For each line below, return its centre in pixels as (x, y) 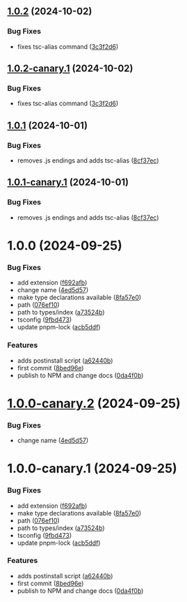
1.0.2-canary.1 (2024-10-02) (70, 69)
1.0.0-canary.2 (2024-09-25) (94, 403)
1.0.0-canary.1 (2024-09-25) (92, 468)
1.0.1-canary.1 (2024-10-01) (68, 182)
